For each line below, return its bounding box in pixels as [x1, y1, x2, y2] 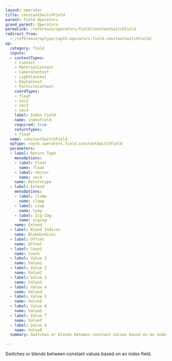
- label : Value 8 [10, 322, 47, 328]
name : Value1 [14, 260, 42, 266]
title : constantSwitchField [5, 12, 66, 17]
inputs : [10, 50, 27, 55]
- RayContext [14, 79, 42, 84]
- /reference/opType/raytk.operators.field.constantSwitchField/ [10, 36, 153, 42]
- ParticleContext [14, 84, 54, 89]
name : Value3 [14, 279, 42, 285]
